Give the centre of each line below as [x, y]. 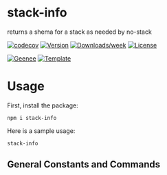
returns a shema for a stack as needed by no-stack [80, 32]
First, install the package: [43, 105]
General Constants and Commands [84, 164]
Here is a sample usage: [41, 131]
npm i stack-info [32, 118]
